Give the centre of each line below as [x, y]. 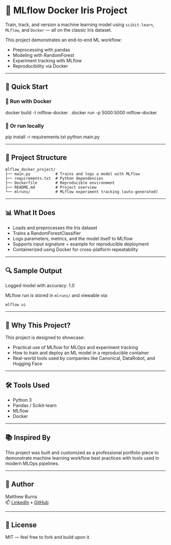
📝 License [21, 525]
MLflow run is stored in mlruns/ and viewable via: [57, 295]
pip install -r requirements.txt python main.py [53, 137]
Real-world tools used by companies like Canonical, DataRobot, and [84, 358]
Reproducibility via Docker [40, 66]
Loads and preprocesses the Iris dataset [55, 228]
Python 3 [22, 400]
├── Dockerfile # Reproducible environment [60, 183]
